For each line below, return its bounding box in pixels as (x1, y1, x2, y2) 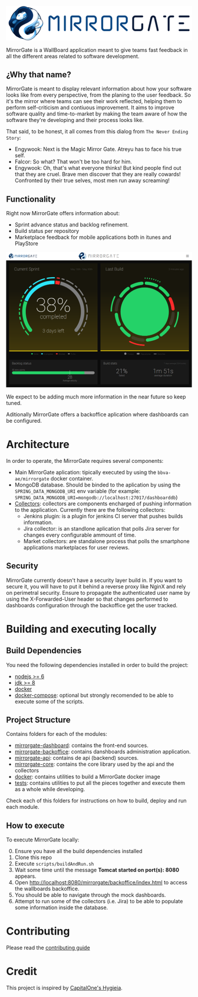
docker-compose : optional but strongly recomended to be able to (14, 692, 174, 699)
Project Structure (6, 715, 71, 725)
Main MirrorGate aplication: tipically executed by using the (14, 469, 157, 476)
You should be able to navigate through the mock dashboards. (14, 891, 166, 899)
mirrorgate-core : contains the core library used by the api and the (14, 761, 174, 768)
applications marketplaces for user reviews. (23, 544, 130, 551)
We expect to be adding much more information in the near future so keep (6, 393, 186, 400)
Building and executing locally (6, 622, 157, 636)
